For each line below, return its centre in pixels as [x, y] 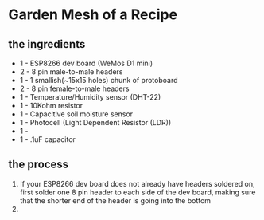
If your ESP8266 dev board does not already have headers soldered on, [138, 183]
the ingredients [47, 44]
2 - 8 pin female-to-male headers [74, 88]
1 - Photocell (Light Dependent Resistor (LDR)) [95, 122]
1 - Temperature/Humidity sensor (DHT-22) [90, 97]
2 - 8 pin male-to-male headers [71, 72]
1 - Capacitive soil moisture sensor [76, 114]
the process [39, 165]
